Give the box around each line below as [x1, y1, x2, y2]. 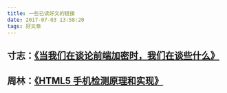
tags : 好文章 [7, 23, 41, 29]
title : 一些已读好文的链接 [7, 10, 76, 17]
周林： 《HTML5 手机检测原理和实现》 [7, 75, 164, 87]
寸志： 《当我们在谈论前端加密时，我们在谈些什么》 [7, 49, 220, 62]
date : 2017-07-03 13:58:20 [7, 16, 85, 23]
